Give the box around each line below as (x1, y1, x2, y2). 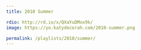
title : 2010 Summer (6, 8, 54, 15)
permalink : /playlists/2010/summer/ (6, 35, 96, 41)
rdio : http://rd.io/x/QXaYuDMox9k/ (6, 19, 93, 25)
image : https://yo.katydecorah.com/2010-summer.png (6, 25, 135, 31)
